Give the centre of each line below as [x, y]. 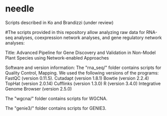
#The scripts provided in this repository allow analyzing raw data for [75, 32]
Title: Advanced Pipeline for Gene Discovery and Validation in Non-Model [81, 52]
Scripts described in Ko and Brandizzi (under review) [59, 22]
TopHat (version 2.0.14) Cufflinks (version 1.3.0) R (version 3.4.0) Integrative [83, 83]
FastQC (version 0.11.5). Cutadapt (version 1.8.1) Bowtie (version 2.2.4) [77, 78]
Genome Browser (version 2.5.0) [39, 88]
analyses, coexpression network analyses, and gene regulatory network [88, 37]
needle [20, 9]
